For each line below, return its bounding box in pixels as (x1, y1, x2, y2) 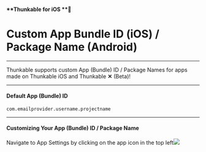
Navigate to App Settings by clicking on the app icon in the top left (6, 139, 174, 146)
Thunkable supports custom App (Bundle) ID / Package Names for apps (6, 66, 188, 74)
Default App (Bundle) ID (6, 93, 69, 100)
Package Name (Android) (6, 40, 138, 54)
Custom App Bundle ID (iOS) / (6, 27, 159, 40)
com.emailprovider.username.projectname (6, 105, 112, 112)
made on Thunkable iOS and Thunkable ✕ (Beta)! (6, 72, 131, 80)
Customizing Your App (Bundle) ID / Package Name (6, 124, 139, 132)
